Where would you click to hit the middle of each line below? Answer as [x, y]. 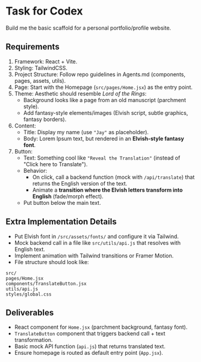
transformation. [33, 340]
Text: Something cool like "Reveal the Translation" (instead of [102, 158]
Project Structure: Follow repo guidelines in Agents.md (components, [100, 74]
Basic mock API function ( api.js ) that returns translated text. [90, 346]
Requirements [32, 47]
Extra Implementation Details [61, 222]
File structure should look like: [51, 262]
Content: [25, 126]
